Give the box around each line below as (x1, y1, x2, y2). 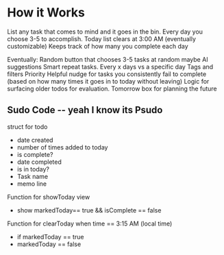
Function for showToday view (7, 193, 90, 201)
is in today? (16, 165, 50, 173)
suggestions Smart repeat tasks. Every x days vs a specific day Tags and (7, 62, 214, 71)
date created (16, 136, 53, 144)
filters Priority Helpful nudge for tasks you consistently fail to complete (7, 70, 207, 78)
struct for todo (7, 122, 48, 131)
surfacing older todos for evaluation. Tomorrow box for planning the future (7, 84, 217, 93)
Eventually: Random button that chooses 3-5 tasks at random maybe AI (7, 55, 208, 63)
